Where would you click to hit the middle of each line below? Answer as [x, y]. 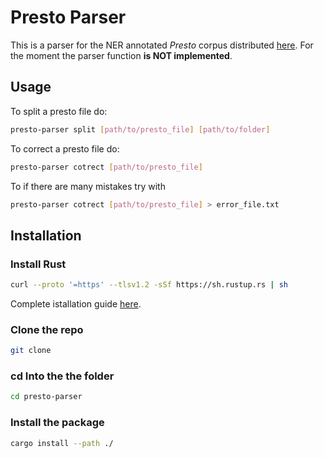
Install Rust [38, 264]
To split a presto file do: [59, 111]
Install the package [57, 423]
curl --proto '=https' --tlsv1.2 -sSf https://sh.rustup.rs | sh [149, 285]
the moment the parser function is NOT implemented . [121, 55]
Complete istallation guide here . [76, 303]
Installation [46, 235]
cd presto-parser [46, 397]
